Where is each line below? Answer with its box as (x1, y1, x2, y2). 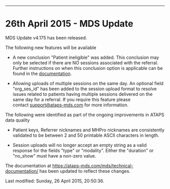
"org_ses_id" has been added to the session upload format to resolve (12, 86, 157, 92)
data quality (5, 117, 30, 123)
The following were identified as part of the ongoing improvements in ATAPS (5, 111, 164, 118)
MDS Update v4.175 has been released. (5, 34, 88, 41)
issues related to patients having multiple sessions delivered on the (12, 91, 153, 97)
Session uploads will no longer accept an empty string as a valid (12, 142, 147, 148)
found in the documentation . (12, 70, 72, 77)
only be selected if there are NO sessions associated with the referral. (12, 59, 158, 66)
